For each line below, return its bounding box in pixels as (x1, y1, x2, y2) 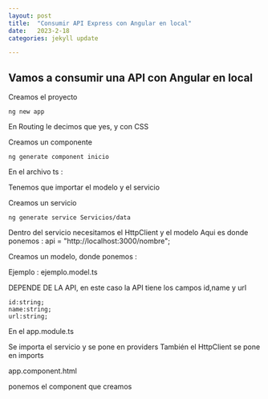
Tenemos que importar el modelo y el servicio (8, 182, 160, 193)
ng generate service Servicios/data (8, 214, 131, 222)
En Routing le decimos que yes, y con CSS (8, 122, 149, 132)
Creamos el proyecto (8, 92, 78, 102)
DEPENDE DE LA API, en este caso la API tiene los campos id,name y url (8, 283, 247, 293)
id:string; (8, 299, 45, 307)
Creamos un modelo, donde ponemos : (8, 252, 138, 262)
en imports (8, 351, 44, 360)
